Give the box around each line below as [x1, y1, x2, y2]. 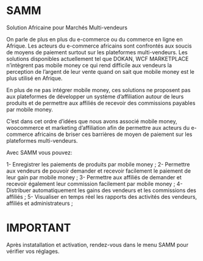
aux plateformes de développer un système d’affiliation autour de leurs [6, 93, 184, 100]
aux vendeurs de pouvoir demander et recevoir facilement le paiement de [6, 167, 191, 174]
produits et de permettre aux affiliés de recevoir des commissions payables [6, 99, 196, 107]
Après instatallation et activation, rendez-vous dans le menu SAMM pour [6, 241, 189, 248]
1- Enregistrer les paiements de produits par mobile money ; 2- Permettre [6, 160, 190, 168]
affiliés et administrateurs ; [6, 199, 73, 207]
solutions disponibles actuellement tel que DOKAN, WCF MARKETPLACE [6, 55, 189, 62]
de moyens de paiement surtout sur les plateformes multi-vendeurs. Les [6, 48, 188, 55]
